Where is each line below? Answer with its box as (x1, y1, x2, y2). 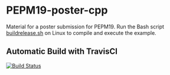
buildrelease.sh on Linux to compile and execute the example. (6, 29, 156, 36)
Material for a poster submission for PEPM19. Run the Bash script (6, 23, 164, 30)
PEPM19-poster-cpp (6, 4, 108, 17)
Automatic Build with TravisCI (6, 47, 118, 57)
